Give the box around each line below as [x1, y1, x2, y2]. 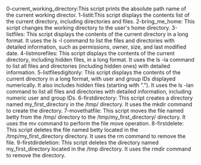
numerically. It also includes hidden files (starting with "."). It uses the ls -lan [6, 82, 194, 89]
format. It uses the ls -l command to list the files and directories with [6, 37, 175, 44]
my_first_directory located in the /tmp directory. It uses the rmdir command [6, 145, 191, 152]
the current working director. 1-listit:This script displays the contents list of [6, 11, 190, 19]
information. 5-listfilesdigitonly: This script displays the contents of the [6, 69, 181, 76]
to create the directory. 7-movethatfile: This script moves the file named [6, 107, 184, 114]
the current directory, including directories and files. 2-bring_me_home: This [6, 18, 195, 25]
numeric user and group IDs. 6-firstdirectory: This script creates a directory [6, 94, 193, 101]
